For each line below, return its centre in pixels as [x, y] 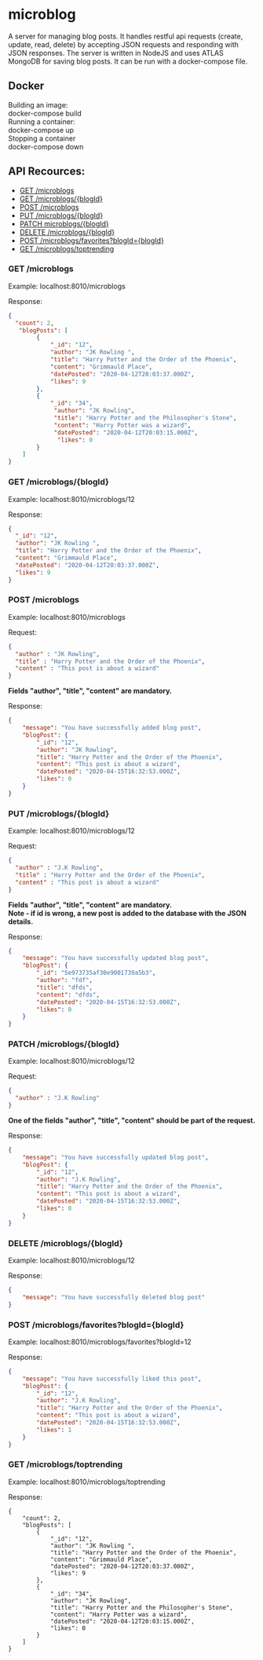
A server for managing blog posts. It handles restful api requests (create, [126, 36]
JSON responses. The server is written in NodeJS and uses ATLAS [116, 53]
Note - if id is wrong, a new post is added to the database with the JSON [128, 913]
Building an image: [38, 104]
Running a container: [42, 121]
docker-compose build [45, 113]
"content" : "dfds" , [68, 995]
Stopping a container [42, 138]
